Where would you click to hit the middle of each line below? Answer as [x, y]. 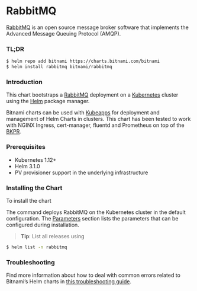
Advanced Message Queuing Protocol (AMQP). [64, 33]
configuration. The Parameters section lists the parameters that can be [92, 218]
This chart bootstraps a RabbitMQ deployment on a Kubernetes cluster [92, 95]
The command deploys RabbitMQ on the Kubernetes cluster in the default [96, 212]
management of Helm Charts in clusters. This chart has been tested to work [98, 119]
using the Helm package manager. [48, 101]
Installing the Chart [34, 188]
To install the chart [29, 200]
